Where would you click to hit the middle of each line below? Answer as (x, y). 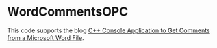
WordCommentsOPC (68, 12)
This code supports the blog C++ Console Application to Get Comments (108, 30)
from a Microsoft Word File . (46, 37)
